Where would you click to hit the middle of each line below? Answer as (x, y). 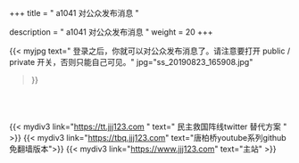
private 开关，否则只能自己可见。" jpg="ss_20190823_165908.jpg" (131, 62)
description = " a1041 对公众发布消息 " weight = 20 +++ (111, 32)
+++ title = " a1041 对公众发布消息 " (75, 13)
